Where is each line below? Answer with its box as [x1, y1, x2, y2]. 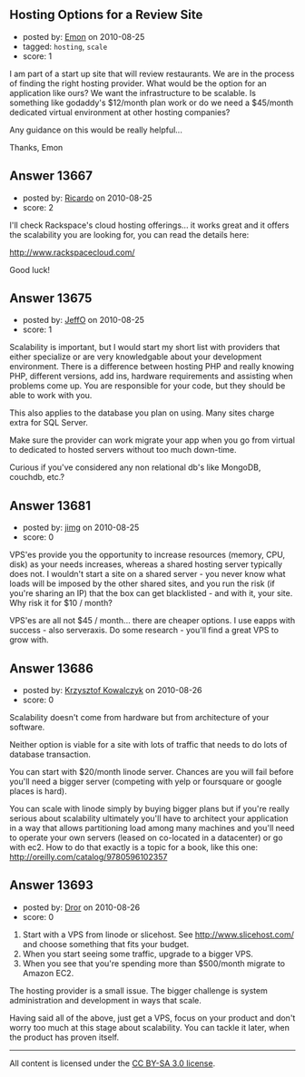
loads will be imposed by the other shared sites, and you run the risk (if [9, 578, 275, 589]
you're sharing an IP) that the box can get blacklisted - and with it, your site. [9, 588, 293, 599]
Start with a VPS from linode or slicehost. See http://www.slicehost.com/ [22, 929, 295, 940]
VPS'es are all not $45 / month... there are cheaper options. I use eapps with [9, 615, 296, 626]
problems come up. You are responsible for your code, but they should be [9, 380, 286, 391]
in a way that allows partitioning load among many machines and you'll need [9, 823, 295, 834]
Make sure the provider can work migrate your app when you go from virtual [9, 435, 295, 445]
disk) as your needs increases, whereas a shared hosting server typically [9, 559, 283, 570]
